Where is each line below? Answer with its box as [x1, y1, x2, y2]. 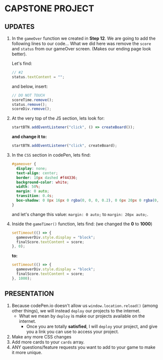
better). [11, 51, 27, 57]
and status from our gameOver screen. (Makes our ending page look [11, 46, 151, 51]
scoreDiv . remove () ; [11, 106, 52, 112]
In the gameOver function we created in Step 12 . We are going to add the [11, 35, 156, 41]
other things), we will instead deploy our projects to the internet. [11, 308, 140, 313]
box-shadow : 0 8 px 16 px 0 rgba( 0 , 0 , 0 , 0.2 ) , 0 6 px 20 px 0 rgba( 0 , [16, 198, 159, 203]
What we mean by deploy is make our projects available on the [19, 313, 145, 319]
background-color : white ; [16, 180, 69, 185]
